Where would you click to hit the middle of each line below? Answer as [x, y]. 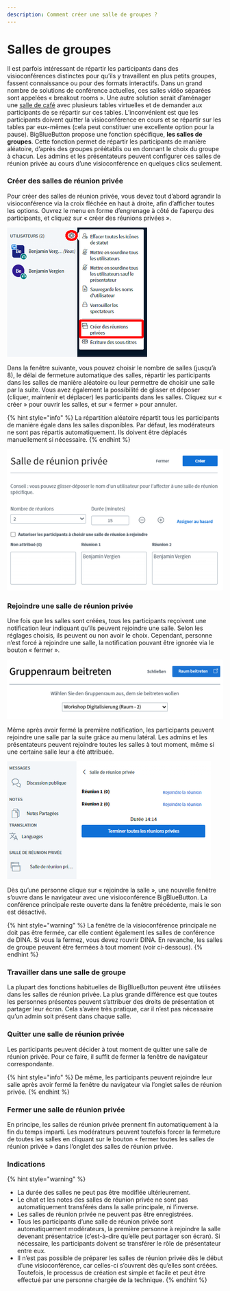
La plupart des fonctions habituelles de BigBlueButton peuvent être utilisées [114, 987]
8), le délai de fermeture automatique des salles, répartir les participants [109, 375]
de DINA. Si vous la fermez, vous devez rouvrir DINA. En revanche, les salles [115, 940]
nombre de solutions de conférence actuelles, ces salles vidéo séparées [109, 90]
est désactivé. [27, 912]
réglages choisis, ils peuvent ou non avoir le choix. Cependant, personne [110, 636]
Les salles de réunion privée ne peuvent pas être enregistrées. [105, 1214]
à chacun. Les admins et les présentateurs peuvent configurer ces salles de [114, 156]
